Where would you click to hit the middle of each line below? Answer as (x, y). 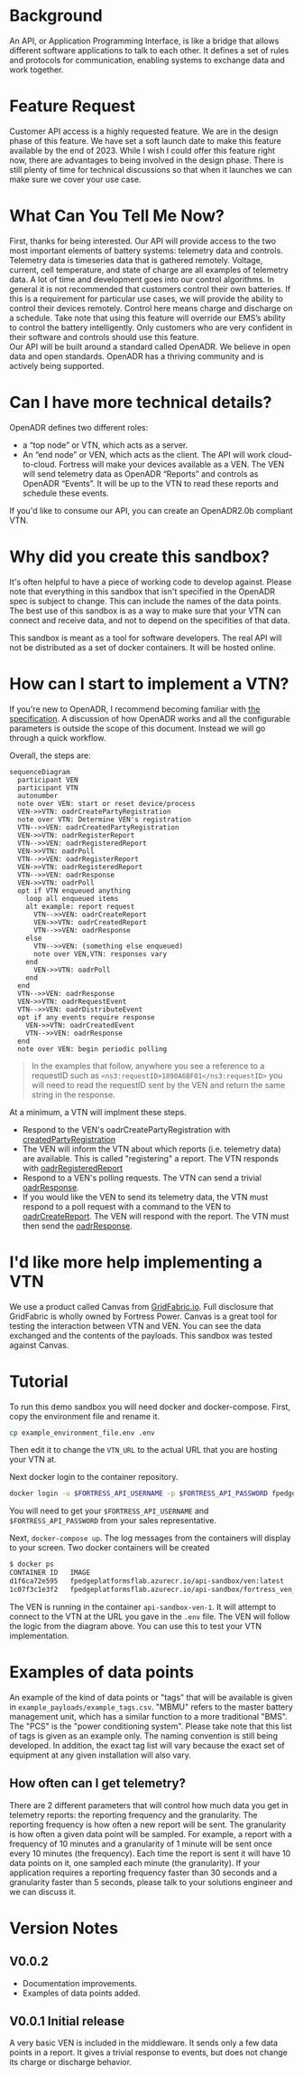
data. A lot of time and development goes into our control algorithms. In (142, 279)
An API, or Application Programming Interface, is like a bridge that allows (144, 41)
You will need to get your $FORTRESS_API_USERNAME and (109, 1511)
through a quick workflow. (58, 737)
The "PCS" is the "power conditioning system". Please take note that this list (151, 1726)
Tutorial (39, 1381)
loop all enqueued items (72, 898)
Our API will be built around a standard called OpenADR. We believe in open (150, 346)
